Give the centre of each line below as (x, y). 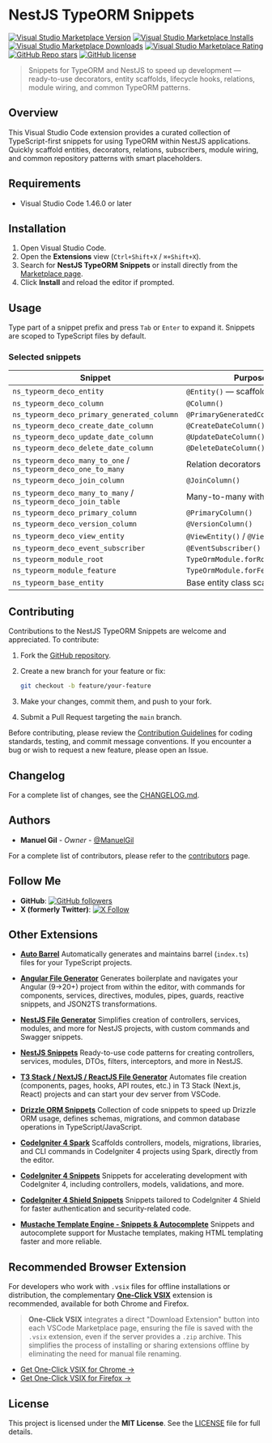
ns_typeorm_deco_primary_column (75, 513)
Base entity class (218, 583)
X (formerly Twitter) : (55, 909)
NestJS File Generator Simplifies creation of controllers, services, (130, 1020)
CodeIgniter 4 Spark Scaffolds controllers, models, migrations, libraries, (140, 1143)
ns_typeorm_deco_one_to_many (68, 470)
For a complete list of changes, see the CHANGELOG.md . (104, 794)
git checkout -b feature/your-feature (85, 686)
